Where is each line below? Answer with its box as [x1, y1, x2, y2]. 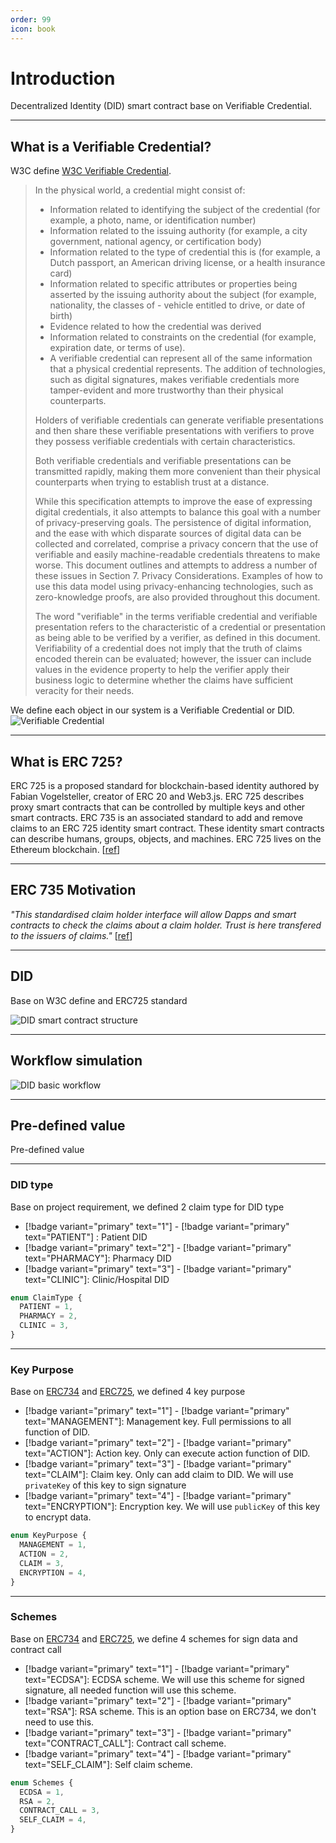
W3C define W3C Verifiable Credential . [10, 165, 172, 177]
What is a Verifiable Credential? [10, 138, 212, 155]
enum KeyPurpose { [10, 1531, 87, 1541]
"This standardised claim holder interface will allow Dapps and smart [10, 908, 297, 920]
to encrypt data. [24, 1511, 92, 1523]
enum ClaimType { [10, 1292, 83, 1303]
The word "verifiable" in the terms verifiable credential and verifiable [34, 611, 318, 623]
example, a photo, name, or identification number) [49, 214, 257, 226]
